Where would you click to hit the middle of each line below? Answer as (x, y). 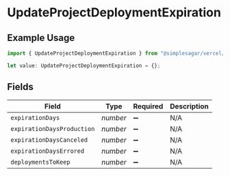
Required (148, 106)
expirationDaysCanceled (49, 140)
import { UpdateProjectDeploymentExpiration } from (82, 53)
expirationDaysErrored (47, 151)
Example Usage (41, 38)
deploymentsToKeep (40, 162)
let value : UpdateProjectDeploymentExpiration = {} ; (84, 65)
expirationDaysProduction (53, 129)
